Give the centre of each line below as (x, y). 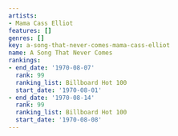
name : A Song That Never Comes (61, 53)
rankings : (25, 61)
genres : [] (26, 38)
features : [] (30, 30)
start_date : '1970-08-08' (59, 120)
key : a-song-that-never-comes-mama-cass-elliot (89, 46)
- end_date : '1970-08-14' (51, 98)
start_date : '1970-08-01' (59, 90)
